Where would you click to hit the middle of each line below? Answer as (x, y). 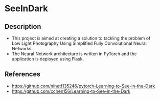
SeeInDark (26, 9)
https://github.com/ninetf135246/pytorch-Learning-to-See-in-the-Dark (83, 86)
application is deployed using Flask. (48, 59)
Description (23, 27)
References (23, 74)
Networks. (22, 49)
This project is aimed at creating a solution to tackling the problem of (81, 38)
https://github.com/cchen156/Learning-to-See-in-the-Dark (71, 91)
